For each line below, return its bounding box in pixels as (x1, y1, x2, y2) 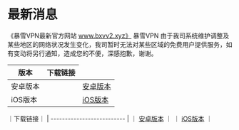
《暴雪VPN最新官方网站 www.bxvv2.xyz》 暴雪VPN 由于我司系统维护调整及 (7, 31, 230, 40)
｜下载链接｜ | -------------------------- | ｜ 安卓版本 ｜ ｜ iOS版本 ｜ (7, 114, 213, 123)
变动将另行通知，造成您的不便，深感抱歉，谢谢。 (13, 49, 158, 58)
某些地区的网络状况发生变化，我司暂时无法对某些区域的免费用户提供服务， (7, 40, 226, 48)
